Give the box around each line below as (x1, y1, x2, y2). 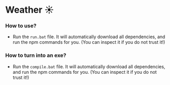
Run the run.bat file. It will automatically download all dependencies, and (12, 34, 165, 40)
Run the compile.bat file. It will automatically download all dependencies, (12, 63, 165, 70)
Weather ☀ (5, 4, 54, 16)
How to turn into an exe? (5, 52, 66, 59)
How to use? (5, 22, 37, 30)
